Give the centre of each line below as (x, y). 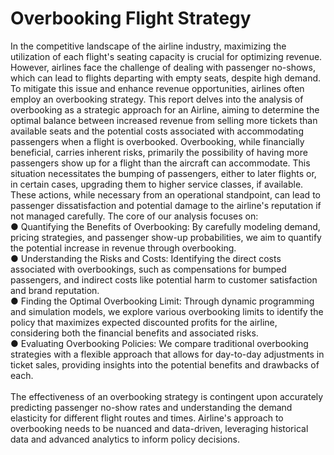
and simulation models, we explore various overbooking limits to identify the (167, 311)
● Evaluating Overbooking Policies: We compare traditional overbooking (159, 343)
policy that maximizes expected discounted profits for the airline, (144, 322)
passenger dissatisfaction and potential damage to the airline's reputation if (166, 205)
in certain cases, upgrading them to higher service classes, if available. (157, 184)
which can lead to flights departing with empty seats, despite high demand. (166, 78)
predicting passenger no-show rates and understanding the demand (151, 407)
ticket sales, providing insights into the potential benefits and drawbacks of (165, 364)
